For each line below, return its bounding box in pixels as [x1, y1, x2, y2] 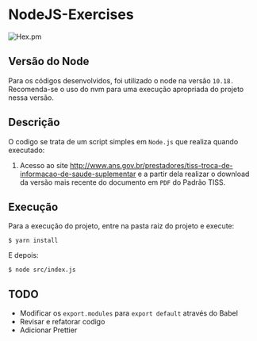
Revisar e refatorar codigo [19, 317, 105, 327]
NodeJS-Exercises [8, 6, 134, 24]
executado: [8, 145, 45, 155]
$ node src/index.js [8, 266, 77, 274]
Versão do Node [8, 55, 90, 68]
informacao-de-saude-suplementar [19, 169, 136, 178]
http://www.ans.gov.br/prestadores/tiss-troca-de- [70, 160, 233, 170]
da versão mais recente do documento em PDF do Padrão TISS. [19, 177, 226, 187]
